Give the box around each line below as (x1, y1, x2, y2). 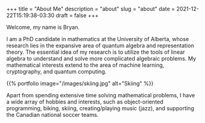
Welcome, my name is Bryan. (6, 24, 80, 31)
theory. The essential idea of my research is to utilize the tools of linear (6, 48, 185, 56)
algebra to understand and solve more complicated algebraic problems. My (6, 55, 196, 62)
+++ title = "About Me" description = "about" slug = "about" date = (6, 6, 176, 12)
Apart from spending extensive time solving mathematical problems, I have (6, 92, 195, 99)
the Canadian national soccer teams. (6, 111, 99, 118)
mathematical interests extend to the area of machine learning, (6, 61, 165, 69)
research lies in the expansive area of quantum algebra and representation (6, 42, 195, 49)
